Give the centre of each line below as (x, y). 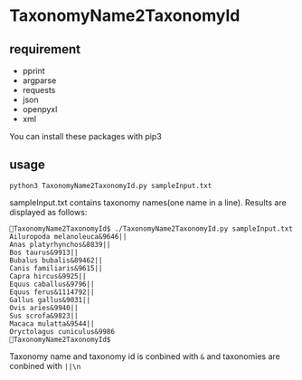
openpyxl (40, 109)
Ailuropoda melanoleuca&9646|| (68, 236)
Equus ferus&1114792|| (52, 292)
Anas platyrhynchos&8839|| (60, 244)
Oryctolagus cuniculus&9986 (62, 331)
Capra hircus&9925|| (48, 276)
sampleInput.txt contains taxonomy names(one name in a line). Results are (148, 202)
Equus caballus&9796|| (52, 284)
